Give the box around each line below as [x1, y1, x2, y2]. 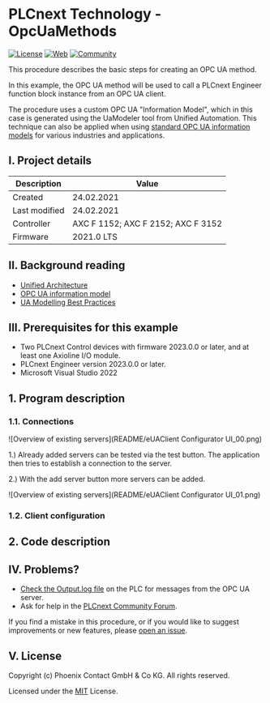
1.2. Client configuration [8, 509, 105, 521]
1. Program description [8, 391, 126, 405]
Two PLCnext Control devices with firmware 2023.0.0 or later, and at [19, 342, 250, 352]
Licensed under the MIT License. [8, 686, 118, 696]
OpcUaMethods [8, 22, 118, 40]
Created [12, 191, 44, 202]
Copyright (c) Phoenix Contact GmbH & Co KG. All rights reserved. [8, 671, 230, 680]
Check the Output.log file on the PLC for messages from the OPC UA [19, 584, 250, 594]
